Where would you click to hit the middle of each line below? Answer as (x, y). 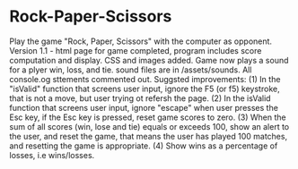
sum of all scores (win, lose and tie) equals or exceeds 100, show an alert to (149, 126)
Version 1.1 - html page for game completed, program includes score (136, 50)
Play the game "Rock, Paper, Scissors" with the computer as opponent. (140, 41)
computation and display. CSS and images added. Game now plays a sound (149, 60)
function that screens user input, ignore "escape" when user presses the (144, 107)
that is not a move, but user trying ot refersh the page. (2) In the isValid (140, 98)
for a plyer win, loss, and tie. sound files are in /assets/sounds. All (131, 70)
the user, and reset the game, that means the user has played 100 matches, (149, 136)
